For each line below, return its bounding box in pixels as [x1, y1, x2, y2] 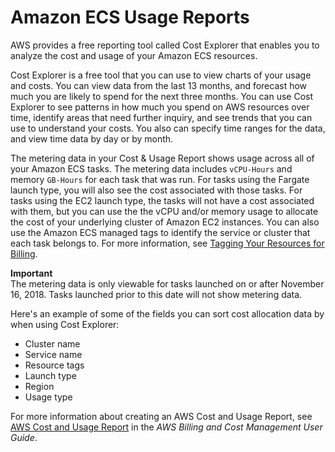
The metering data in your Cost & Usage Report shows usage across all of [10, 152, 315, 164]
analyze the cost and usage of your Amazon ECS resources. [10, 49, 258, 61]
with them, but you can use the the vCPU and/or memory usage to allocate [10, 205, 319, 217]
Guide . [10, 431, 38, 443]
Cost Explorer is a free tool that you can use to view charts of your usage [10, 69, 312, 81]
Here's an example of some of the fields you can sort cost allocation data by [10, 307, 325, 320]
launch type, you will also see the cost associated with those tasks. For [10, 184, 303, 196]
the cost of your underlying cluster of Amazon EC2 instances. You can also [10, 216, 320, 228]
